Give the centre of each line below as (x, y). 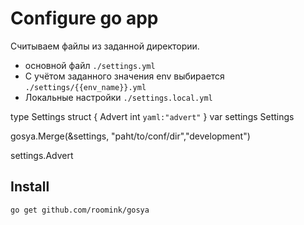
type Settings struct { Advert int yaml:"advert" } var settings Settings (152, 116)
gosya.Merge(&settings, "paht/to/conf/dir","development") (130, 136)
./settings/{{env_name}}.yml (85, 87)
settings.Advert (42, 155)
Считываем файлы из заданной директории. (105, 46)
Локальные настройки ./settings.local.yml (118, 97)
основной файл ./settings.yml (90, 65)
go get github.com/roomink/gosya (80, 210)
